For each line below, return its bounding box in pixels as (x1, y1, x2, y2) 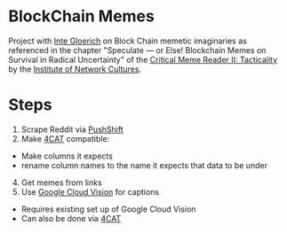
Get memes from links (20, 177, 103, 188)
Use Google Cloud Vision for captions (20, 186, 160, 197)
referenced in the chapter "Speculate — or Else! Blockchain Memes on (8, 44, 267, 55)
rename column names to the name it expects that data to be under (20, 159, 268, 170)
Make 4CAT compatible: (20, 133, 110, 143)
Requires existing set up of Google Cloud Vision (20, 204, 196, 214)
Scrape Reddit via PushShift (20, 124, 124, 135)
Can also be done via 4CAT (20, 213, 122, 223)
